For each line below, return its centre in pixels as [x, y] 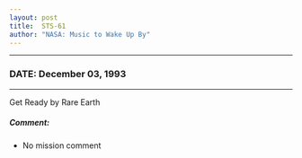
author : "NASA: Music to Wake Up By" [80, 34]
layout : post [34, 18]
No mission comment [62, 145]
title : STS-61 [38, 26]
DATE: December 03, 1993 [68, 75]
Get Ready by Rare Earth [55, 102]
